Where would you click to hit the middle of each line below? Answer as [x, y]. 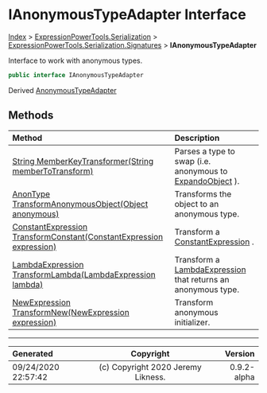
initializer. [192, 322]
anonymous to [201, 171]
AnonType [31, 194]
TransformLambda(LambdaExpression [84, 274]
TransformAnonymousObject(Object [80, 204]
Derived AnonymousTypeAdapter [62, 90]
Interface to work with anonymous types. [75, 60]
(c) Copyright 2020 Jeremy [150, 367]
